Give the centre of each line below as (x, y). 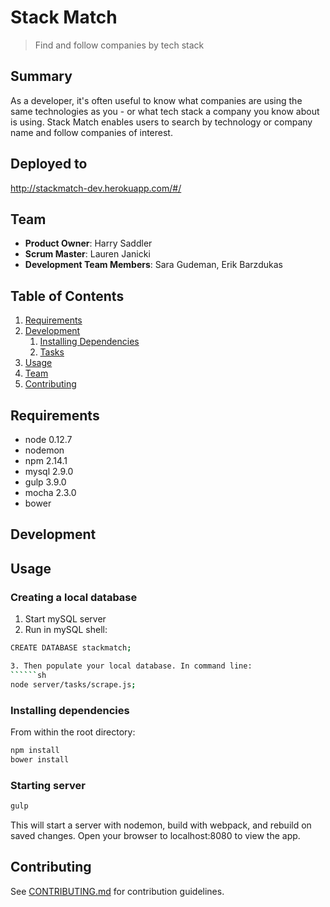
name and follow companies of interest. (91, 132)
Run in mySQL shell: (66, 630)
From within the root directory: (73, 732)
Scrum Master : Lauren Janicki (87, 254)
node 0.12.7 (48, 439)
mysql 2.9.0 (49, 471)
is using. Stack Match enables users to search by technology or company (161, 122)
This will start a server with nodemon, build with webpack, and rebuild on (161, 825)
